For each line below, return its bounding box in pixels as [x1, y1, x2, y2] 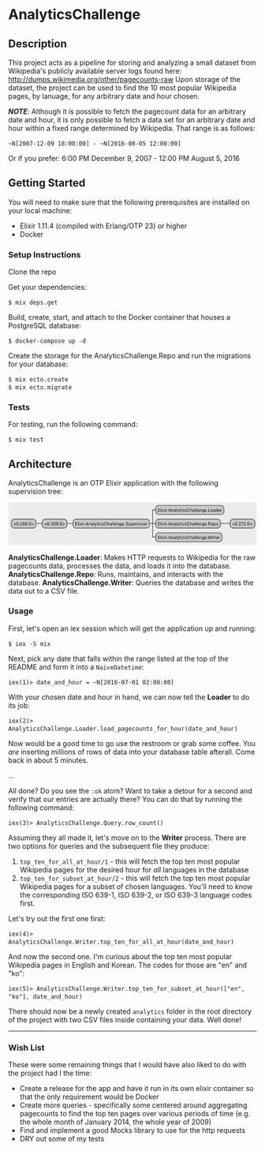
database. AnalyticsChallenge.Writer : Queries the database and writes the [8, 578, 254, 587]
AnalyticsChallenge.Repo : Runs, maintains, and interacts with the [8, 569, 224, 579]
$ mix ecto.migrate [8, 384, 73, 392]
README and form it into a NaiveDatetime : [8, 662, 144, 672]
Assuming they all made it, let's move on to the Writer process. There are [8, 833, 247, 842]
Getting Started [8, 176, 86, 190]
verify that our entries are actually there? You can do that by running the [8, 794, 243, 804]
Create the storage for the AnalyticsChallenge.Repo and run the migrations [8, 351, 251, 361]
